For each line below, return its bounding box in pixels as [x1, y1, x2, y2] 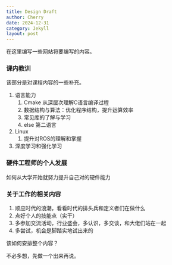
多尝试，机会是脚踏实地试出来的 [14, 227, 93, 234]
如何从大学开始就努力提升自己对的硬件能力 [6, 173, 111, 180]
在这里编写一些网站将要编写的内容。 [6, 48, 95, 55]
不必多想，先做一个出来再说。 [6, 252, 79, 260]
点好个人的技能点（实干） [14, 212, 78, 219]
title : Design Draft [6, 8, 58, 15]
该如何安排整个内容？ [6, 239, 58, 247]
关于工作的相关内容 [6, 190, 61, 198]
